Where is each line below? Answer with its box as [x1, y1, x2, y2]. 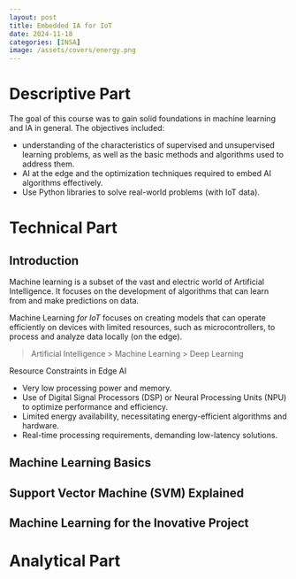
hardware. [21, 421, 60, 431]
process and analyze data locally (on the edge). [9, 331, 183, 342]
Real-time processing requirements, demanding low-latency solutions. [21, 430, 278, 441]
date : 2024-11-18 [9, 29, 73, 38]
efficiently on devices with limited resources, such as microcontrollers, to [9, 322, 276, 333]
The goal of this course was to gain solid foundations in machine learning [9, 113, 277, 124]
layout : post [9, 12, 57, 22]
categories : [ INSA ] [9, 37, 81, 47]
